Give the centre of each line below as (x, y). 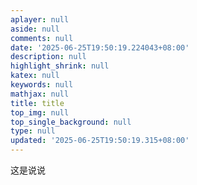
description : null (48, 57)
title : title (37, 103)
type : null (33, 131)
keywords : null (42, 85)
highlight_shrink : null (60, 66)
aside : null (35, 29)
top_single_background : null (71, 122)
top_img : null (40, 112)
